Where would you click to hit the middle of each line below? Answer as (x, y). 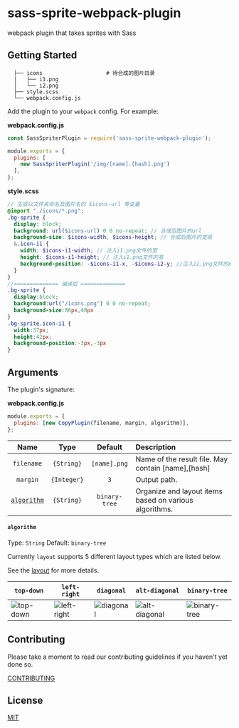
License (25, 700)
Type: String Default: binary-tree (57, 543)
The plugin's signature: (41, 389)
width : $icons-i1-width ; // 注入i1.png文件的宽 (89, 251)
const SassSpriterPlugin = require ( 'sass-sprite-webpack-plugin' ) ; (110, 138)
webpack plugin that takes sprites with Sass (72, 33)
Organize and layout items (179, 491)
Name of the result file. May (182, 459)
